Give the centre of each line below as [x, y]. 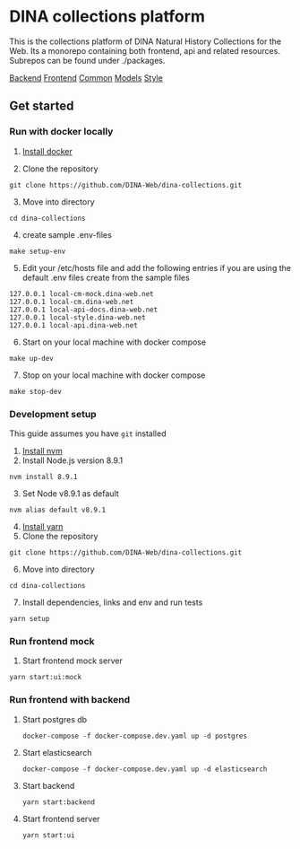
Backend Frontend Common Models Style [86, 77]
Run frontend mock [52, 641]
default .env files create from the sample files [106, 277]
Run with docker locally [61, 132]
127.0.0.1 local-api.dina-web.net [74, 325]
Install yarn [43, 526]
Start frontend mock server [72, 661]
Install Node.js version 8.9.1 [73, 460]
